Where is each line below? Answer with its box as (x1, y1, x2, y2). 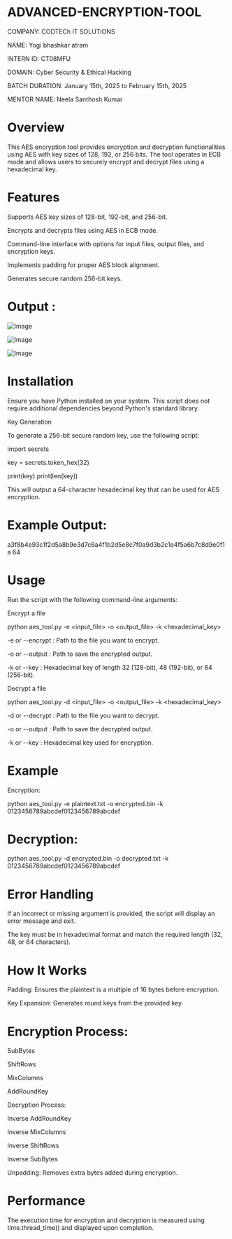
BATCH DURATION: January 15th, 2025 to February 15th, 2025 (7, 81, 187, 89)
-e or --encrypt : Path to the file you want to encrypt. (7, 636, 159, 644)
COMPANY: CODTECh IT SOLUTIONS (7, 27, 115, 36)
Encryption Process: (7, 1024, 129, 1039)
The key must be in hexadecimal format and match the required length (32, (7, 931, 223, 939)
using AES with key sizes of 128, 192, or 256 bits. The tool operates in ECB (7, 150, 222, 158)
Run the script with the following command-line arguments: (7, 595, 178, 603)
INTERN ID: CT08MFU (7, 54, 71, 63)
